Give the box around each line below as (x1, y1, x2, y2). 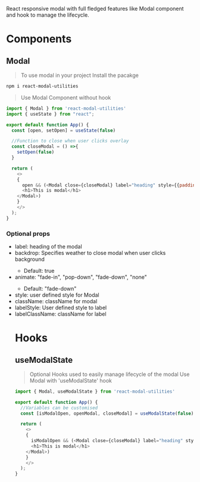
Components (6, 32, 72, 46)
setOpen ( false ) (17, 149, 55, 156)
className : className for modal (14, 297, 98, 304)
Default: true (23, 267, 55, 274)
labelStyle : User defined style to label (14, 304, 107, 311)
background (14, 256, 45, 263)
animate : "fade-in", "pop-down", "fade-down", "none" (14, 273, 148, 281)
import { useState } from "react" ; (6, 111, 95, 117)
